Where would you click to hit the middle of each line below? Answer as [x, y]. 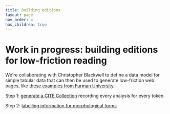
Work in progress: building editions [82, 50]
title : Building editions [33, 10]
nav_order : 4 [19, 20]
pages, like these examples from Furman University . [60, 86]
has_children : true [26, 24]
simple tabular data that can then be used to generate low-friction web [80, 81]
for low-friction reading [56, 61]
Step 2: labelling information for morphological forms [61, 106]
